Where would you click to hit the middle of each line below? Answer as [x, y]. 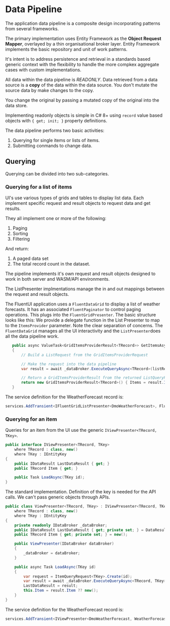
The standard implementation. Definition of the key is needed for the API [81, 492]
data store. [16, 105]
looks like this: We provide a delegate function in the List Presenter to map [83, 320]
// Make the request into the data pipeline [69, 364]
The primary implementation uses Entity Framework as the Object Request [83, 38]
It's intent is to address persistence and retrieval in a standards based [78, 59]
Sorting [20, 234]
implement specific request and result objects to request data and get [78, 203]
